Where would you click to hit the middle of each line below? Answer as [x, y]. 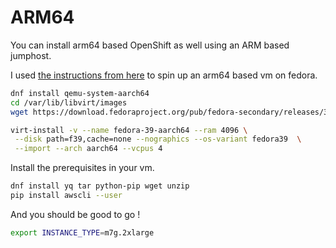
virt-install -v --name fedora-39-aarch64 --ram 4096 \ [129, 130]
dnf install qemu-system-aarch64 [80, 93]
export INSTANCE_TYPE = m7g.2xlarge [82, 232]
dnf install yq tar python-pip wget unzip [100, 186]
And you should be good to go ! [75, 214]
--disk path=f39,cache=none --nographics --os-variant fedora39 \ [158, 139]
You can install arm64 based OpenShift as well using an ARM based [150, 45]
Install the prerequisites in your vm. [82, 168]
